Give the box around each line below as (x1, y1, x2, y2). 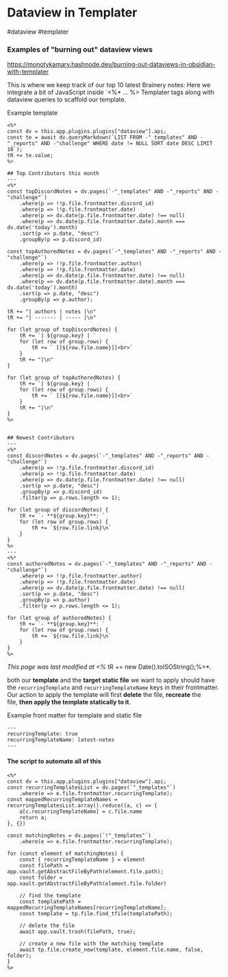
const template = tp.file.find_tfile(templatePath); (19, 910, 173, 917)
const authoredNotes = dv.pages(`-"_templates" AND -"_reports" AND (7, 561, 207, 568)
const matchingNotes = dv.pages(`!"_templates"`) (7, 832, 152, 839)
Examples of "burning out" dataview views (7, 45, 153, 54)
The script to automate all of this (7, 757, 101, 765)
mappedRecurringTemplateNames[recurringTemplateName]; (7, 904, 167, 911)
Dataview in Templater (7, 5, 138, 21)
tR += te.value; (7, 152, 53, 159)
